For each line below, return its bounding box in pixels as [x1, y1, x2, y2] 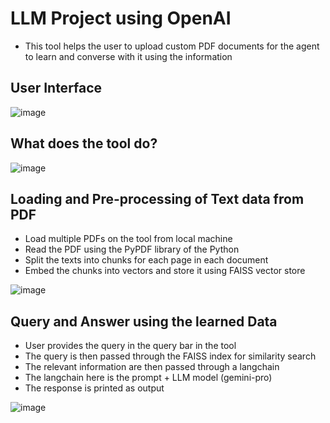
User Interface [10, 80, 103, 97]
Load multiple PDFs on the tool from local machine [24, 233, 233, 245]
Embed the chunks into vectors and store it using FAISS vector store [24, 265, 306, 277]
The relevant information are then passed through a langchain [24, 361, 280, 373]
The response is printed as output [24, 382, 165, 394]
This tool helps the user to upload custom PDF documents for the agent [24, 40, 320, 52]
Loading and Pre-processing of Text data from [10, 190, 305, 207]
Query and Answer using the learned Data [10, 313, 278, 330]
